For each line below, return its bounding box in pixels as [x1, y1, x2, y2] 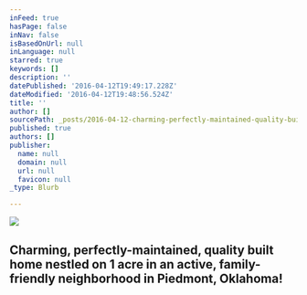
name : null [17, 149, 59, 158]
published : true [9, 124, 71, 133]
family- [218, 257, 261, 272]
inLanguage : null [9, 47, 76, 57]
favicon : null [17, 174, 71, 184]
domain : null [17, 157, 68, 167]
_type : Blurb [9, 184, 59, 193]
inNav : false [9, 30, 59, 39]
